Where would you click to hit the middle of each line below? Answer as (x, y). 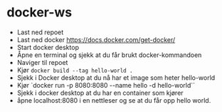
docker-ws (39, 12)
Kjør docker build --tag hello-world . (75, 70)
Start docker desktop (48, 47)
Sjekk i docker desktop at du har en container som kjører (100, 93)
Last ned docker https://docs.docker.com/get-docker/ (96, 39)
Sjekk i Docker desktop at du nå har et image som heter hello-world (116, 77)
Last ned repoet (40, 32)
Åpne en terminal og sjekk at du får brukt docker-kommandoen (109, 55)
